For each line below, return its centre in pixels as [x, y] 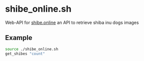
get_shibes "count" [25, 54]
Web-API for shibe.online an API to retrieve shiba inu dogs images [72, 22]
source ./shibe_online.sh [32, 49]
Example [19, 38]
